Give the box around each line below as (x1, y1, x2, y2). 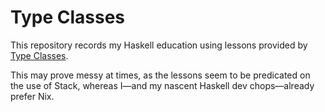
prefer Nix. (10, 90, 55, 102)
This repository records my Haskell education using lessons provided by (10, 39, 308, 51)
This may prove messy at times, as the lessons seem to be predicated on (10, 69, 311, 81)
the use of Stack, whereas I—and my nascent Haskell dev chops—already (10, 79, 315, 91)
